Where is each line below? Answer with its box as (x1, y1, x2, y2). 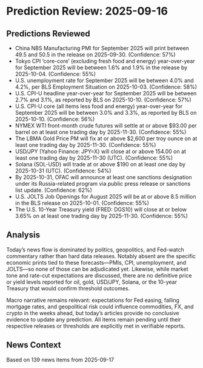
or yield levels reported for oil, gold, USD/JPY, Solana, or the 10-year (6, 278, 178, 285)
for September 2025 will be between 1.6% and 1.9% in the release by (15, 64, 188, 71)
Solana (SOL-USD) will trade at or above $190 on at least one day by (15, 161, 186, 168)
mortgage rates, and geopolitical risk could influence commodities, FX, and (6, 302, 194, 310)
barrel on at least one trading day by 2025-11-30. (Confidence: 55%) (15, 129, 187, 135)
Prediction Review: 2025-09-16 (6, 4, 168, 18)
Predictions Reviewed (6, 29, 90, 39)
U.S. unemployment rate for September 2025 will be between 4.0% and (15, 77, 194, 84)
